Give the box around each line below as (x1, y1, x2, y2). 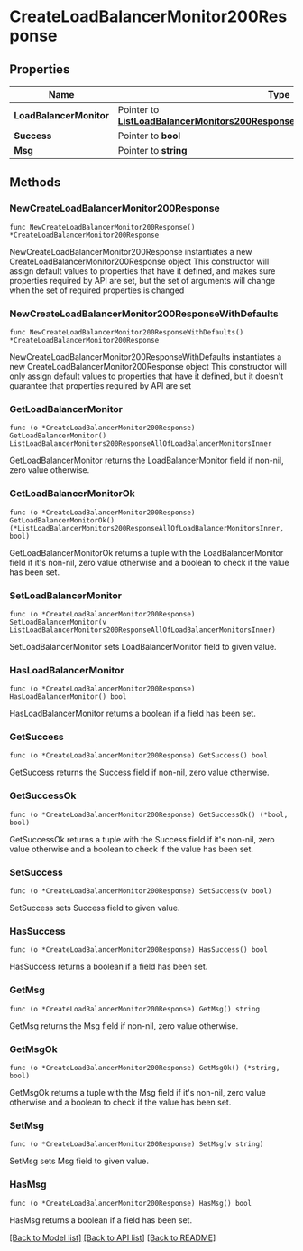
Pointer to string (117, 145, 188, 156)
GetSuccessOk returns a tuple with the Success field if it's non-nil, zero (9, 833, 275, 844)
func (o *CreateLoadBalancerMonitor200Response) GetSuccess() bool (9, 751, 269, 760)
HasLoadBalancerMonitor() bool (9, 692, 127, 701)
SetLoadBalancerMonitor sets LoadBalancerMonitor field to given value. (9, 641, 277, 652)
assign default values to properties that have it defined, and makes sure (9, 265, 276, 277)
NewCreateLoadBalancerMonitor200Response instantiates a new (9, 246, 252, 257)
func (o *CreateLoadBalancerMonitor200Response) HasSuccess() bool (9, 945, 269, 955)
